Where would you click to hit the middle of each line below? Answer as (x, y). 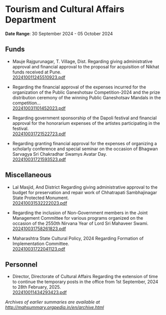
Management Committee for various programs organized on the (78, 218)
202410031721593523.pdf (39, 159)
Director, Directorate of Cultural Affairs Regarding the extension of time (85, 277)
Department (31, 20)
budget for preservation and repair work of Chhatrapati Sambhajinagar (85, 192)
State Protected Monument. (41, 198)
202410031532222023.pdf (40, 203)
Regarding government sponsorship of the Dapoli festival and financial (84, 118)
